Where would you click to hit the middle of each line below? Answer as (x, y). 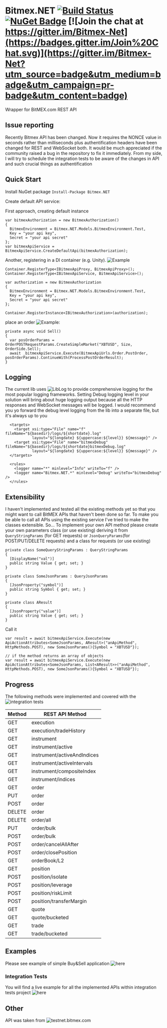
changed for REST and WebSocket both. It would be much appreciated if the (83, 148)
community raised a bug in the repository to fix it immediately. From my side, (84, 153)
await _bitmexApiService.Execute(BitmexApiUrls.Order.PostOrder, (79, 353)
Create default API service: (33, 201)
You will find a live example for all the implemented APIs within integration (81, 988)
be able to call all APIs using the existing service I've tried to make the (77, 520)
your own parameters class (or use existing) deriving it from (67, 530)
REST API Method (65, 714)
